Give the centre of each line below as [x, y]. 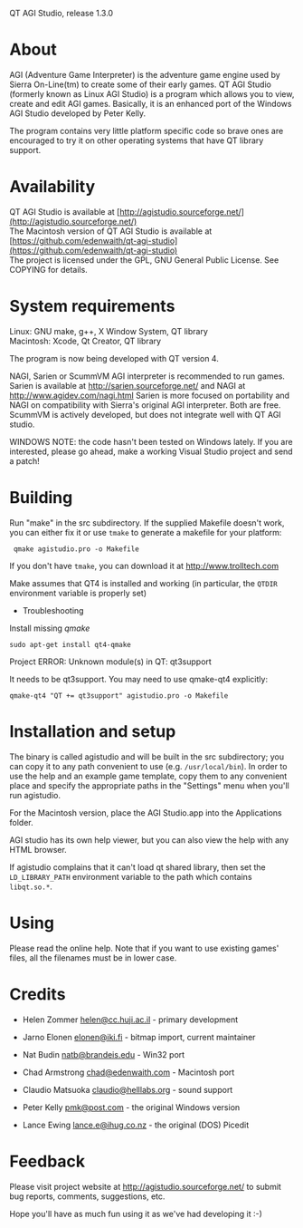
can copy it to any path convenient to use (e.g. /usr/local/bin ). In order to [148, 766]
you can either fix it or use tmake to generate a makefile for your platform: [146, 532]
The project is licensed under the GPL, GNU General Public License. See [144, 260]
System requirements [92, 306]
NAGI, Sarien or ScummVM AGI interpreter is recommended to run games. [147, 376]
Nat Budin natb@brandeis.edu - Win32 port [104, 1054]
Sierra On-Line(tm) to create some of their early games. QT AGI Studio [140, 84]
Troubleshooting [53, 610]
